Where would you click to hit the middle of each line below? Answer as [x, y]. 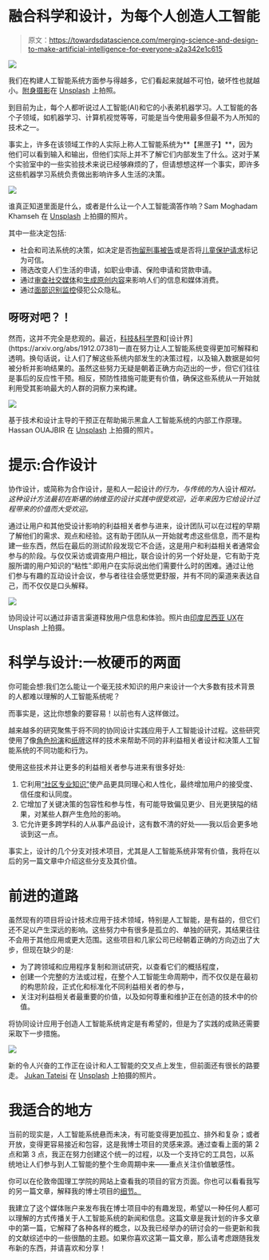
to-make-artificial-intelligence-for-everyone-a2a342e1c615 [125, 49]
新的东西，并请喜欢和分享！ [60, 1248]
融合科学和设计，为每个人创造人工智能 [134, 16]
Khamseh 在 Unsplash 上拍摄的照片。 [70, 215]
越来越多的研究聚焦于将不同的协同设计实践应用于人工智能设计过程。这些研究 [134, 730]
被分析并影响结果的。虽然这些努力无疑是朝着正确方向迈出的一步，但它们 [127, 368]
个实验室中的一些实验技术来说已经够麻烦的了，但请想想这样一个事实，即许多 [134, 164]
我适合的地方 [51, 1110]
